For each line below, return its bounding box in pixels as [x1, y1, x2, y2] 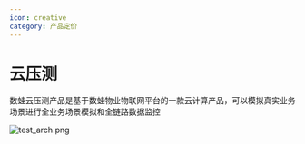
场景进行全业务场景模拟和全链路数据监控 [9, 106, 161, 118]
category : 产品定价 [9, 22, 78, 31]
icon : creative [9, 13, 67, 23]
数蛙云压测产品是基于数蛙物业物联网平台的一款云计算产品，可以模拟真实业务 [9, 95, 296, 106]
